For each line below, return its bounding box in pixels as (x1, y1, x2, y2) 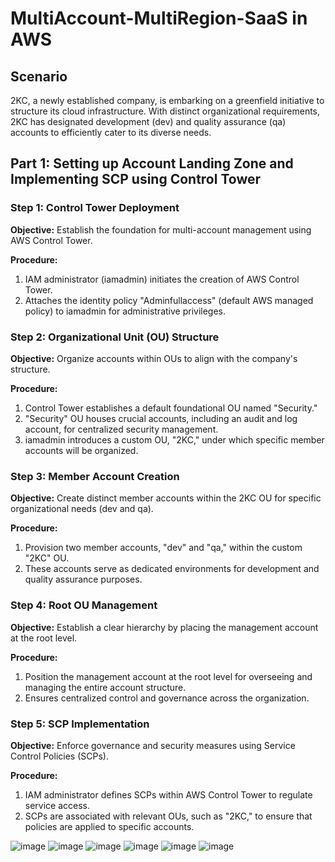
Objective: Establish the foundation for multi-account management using (10, 223, 312, 236)
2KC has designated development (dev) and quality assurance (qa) (10, 116, 287, 127)
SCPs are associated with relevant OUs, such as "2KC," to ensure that (24, 810, 313, 822)
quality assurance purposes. (24, 573, 143, 586)
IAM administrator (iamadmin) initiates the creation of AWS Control (24, 273, 300, 285)
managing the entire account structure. (24, 681, 187, 693)
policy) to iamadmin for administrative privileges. (24, 305, 227, 317)
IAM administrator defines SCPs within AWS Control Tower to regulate (24, 788, 313, 801)
